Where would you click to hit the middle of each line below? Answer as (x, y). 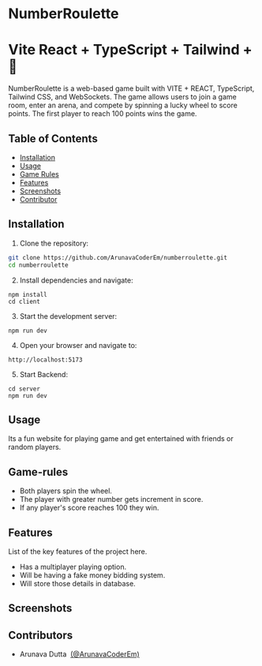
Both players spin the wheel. (66, 491)
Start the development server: (68, 316)
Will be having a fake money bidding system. (92, 575)
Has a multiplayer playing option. (73, 567)
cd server (24, 389)
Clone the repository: (54, 243)
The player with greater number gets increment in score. (111, 499)
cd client (24, 301)
